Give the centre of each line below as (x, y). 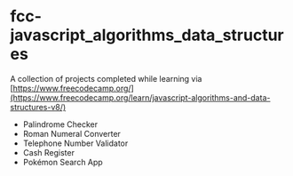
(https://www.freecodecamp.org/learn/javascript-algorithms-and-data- (140, 97)
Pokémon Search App (63, 162)
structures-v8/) (38, 107)
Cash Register (48, 152)
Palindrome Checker (60, 124)
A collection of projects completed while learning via (106, 78)
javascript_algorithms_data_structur (147, 35)
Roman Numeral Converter (71, 133)
